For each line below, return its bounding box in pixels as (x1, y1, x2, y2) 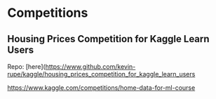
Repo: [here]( (7, 62, 46, 71)
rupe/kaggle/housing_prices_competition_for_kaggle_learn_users (7, 70, 196, 78)
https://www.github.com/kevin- (45, 62, 136, 71)
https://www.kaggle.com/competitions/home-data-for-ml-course (7, 84, 196, 92)
